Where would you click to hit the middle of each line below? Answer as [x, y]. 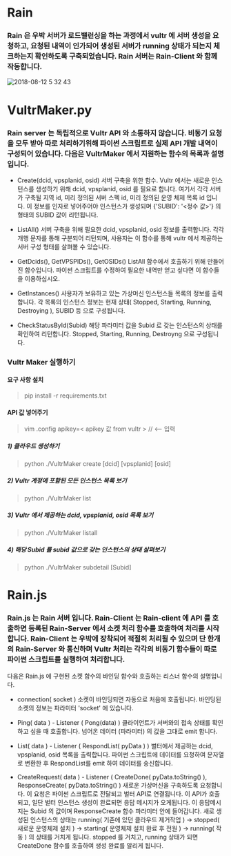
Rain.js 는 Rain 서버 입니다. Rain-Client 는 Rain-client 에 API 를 [109, 618]
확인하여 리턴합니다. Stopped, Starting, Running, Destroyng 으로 [106, 333]
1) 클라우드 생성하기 [33, 446]
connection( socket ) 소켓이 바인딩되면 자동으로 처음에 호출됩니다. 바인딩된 [119, 699]
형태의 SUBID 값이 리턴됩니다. [58, 215]
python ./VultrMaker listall [61, 533]
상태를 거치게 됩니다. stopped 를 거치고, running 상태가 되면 [117, 837]
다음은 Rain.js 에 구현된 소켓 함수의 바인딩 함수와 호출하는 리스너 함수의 [103, 676]
